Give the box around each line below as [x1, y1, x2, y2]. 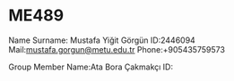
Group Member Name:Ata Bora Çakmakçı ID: [8, 61, 174, 72]
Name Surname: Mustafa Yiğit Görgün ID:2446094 [8, 35, 196, 45]
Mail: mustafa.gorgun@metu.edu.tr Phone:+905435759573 [8, 44, 226, 54]
